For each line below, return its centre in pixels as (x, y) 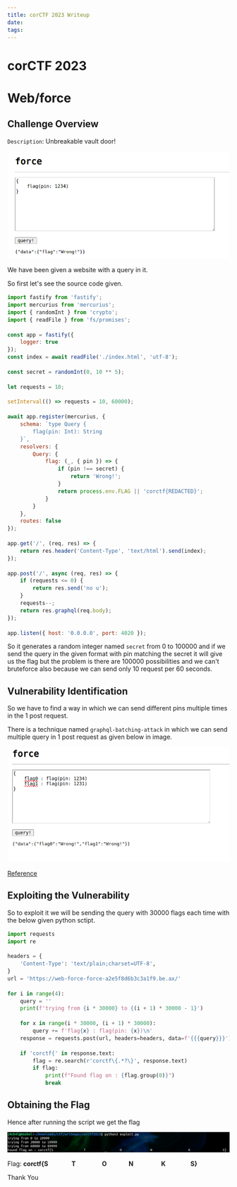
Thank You (23, 1177)
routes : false (41, 521)
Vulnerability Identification (68, 691)
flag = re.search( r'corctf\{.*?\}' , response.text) (110, 1060)
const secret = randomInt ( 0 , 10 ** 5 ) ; (66, 372)
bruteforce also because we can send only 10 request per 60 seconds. (110, 669)
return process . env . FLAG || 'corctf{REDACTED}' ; (130, 491)
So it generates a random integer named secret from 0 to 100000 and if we (116, 646)
